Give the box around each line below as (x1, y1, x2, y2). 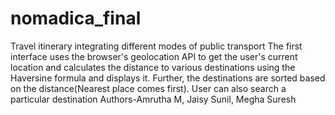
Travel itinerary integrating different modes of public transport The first (10, 40, 303, 52)
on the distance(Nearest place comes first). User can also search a (10, 82, 287, 94)
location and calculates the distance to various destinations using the (10, 61, 296, 73)
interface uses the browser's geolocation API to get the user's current (10, 50, 298, 62)
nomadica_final (10, 7, 142, 30)
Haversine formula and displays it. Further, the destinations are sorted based (10, 72, 326, 84)
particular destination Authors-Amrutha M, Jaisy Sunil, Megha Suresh (10, 93, 297, 105)
